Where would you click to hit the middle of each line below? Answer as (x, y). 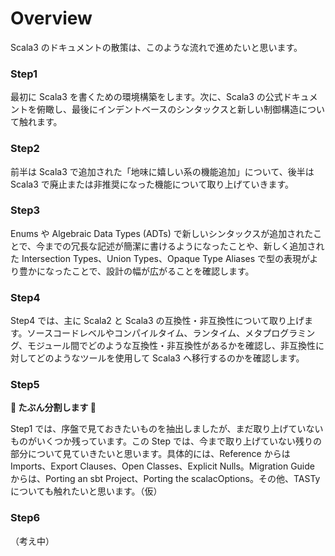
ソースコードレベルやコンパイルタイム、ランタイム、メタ (144, 333)
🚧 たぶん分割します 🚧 (53, 408)
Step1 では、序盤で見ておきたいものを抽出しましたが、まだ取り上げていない (167, 429)
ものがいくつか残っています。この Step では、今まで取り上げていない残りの (166, 441)
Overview (51, 18)
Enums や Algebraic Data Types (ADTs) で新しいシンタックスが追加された (162, 233)
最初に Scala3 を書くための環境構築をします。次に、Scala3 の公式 (146, 97)
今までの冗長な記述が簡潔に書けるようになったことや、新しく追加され (180, 246)
